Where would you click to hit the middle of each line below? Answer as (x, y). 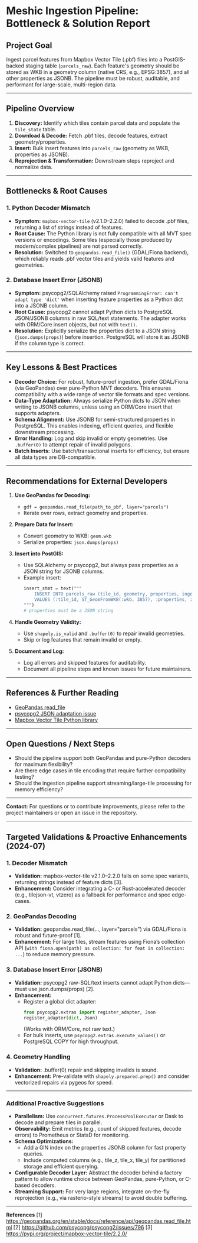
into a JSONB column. (41, 305)
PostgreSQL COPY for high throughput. (71, 1041)
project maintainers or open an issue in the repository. (72, 813)
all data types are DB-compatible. (55, 457)
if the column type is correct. (50, 343)
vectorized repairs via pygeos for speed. (64, 1082)
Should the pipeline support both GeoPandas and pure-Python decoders (103, 758)
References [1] (24, 1215)
